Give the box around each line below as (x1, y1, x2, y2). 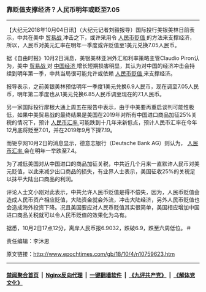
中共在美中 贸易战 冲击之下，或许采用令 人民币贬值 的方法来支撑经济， (17, 34, 195, 41)
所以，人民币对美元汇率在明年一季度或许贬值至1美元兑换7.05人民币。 (6, 42, 180, 49)
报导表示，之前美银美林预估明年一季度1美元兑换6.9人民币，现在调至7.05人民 (6, 83, 199, 90)
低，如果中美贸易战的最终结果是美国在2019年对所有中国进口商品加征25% (6, 111, 192, 119)
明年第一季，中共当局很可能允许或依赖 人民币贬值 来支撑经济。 (17, 70, 176, 77)
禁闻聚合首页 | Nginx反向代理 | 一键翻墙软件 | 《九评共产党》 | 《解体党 (6, 271, 196, 279)
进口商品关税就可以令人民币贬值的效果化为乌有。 (6, 211, 130, 219)
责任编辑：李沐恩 (6, 238, 50, 245)
